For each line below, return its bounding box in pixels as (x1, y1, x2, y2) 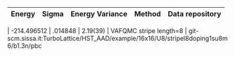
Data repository (167, 9, 222, 18)
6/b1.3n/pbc (7, 42, 42, 50)
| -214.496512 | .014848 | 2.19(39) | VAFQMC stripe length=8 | (7, 27, 188, 34)
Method (134, 9, 161, 18)
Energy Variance (70, 9, 128, 18)
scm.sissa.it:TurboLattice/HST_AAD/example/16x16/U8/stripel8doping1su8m (7, 34, 228, 42)
